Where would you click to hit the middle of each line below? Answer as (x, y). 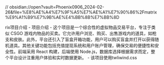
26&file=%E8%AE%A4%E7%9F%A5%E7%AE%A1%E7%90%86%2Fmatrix (81, 12)
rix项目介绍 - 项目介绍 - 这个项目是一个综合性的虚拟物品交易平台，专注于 (78, 27)
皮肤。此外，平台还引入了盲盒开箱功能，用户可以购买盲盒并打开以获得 (84, 39)
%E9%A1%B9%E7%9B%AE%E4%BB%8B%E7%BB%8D (62, 17)
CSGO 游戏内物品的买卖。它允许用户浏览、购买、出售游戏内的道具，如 (82, 33)
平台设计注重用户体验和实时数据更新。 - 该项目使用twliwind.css (73, 57)
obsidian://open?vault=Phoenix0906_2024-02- (57, 7)
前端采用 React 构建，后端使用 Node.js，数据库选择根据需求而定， (84, 51)
